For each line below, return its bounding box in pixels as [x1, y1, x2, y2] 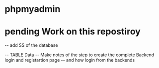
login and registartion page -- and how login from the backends [4, 57, 135, 63]
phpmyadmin [4, 3, 61, 15]
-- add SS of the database [4, 42, 58, 48]
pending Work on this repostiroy [4, 26, 141, 37]
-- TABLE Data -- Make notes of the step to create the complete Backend [4, 52, 155, 58]
